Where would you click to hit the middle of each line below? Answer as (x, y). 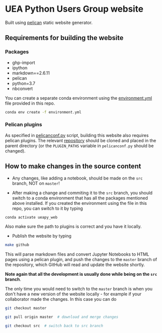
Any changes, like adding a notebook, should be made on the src (77, 178)
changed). (15, 151)
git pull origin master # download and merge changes (62, 317)
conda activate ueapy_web (31, 217)
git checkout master (26, 308)
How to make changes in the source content (73, 166)
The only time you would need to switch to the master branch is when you (79, 289)
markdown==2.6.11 (31, 73)
